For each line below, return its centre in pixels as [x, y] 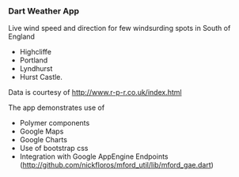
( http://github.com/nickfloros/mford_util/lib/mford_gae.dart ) [116, 165]
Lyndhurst [36, 69]
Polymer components [55, 123]
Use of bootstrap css [54, 149]
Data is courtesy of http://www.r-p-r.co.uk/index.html [95, 92]
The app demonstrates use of [57, 107]
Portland [34, 60]
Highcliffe [35, 52]
